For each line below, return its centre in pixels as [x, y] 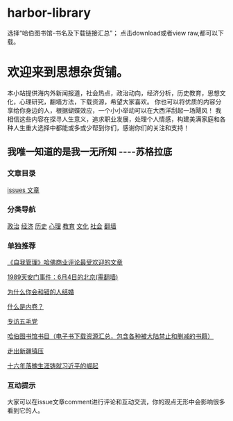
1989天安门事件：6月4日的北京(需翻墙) [63, 277]
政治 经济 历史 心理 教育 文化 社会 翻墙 [62, 226]
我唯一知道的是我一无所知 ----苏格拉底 [90, 152]
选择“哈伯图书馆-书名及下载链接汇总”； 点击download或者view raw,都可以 [113, 33]
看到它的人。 [25, 411]
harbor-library [49, 13]
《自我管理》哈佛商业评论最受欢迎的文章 [65, 262]
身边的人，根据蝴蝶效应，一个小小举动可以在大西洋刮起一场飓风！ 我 [123, 110]
